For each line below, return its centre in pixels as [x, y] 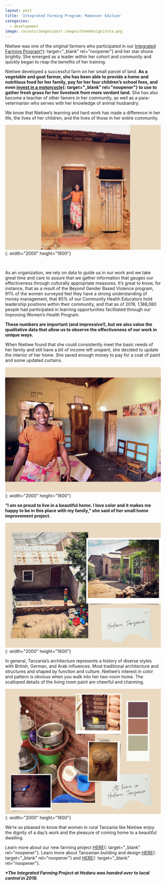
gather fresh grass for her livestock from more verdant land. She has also [82, 93]
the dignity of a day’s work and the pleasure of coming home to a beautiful [81, 832]
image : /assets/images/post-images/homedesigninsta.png [64, 31]
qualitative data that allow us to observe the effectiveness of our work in [81, 330]
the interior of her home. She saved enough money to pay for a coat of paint [83, 355]
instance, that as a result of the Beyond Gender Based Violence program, [80, 289]
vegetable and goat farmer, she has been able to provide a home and [77, 77]
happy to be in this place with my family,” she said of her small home [77, 511]
